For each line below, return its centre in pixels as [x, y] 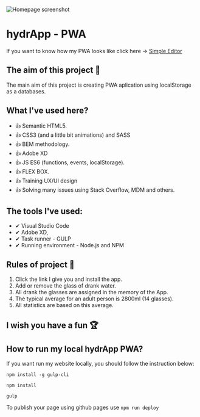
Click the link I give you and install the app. [69, 279]
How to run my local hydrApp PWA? [75, 349]
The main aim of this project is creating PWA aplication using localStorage [99, 85]
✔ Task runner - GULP [43, 239]
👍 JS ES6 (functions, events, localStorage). [70, 162]
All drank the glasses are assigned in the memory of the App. [91, 292]
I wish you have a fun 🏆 [52, 325]
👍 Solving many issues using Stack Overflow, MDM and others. [95, 190]
